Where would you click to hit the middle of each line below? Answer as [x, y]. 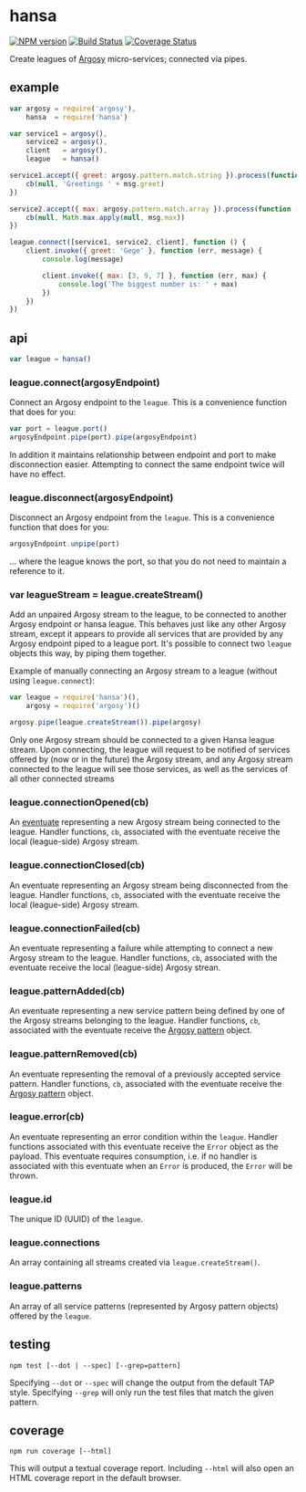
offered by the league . [51, 1316]
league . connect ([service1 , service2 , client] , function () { [128, 243]
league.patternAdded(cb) [67, 991]
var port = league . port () [58, 429]
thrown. [24, 1175]
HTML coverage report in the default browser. [96, 1478]
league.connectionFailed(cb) [75, 928]
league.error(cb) [47, 1117]
